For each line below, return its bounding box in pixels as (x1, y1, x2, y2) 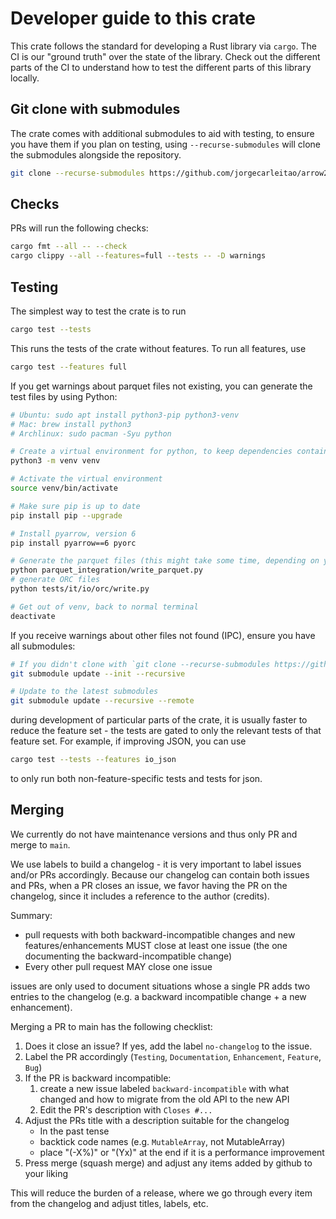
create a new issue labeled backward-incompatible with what (39, 1082, 290, 1094)
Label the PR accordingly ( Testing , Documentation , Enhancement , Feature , (24, 1050, 322, 1062)
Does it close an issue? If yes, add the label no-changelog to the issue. (24, 1040, 313, 1052)
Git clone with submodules (10, 101, 181, 118)
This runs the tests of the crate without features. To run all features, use (10, 342, 307, 354)
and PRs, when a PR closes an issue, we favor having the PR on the (10, 879, 288, 891)
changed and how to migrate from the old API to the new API (39, 1093, 290, 1105)
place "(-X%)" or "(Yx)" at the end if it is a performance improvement (39, 1146, 325, 1158)
